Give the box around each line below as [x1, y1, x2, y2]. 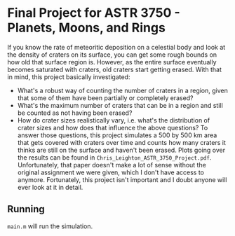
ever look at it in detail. [17, 183, 83, 191]
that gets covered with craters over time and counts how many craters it [17, 138, 227, 146]
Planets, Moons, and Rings [7, 20, 166, 36]
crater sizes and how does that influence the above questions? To [17, 123, 208, 132]
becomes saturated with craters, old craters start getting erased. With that [7, 65, 222, 74]
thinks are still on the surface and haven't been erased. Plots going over [17, 146, 226, 154]
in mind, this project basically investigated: [7, 72, 130, 81]
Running [7, 203, 46, 215]
